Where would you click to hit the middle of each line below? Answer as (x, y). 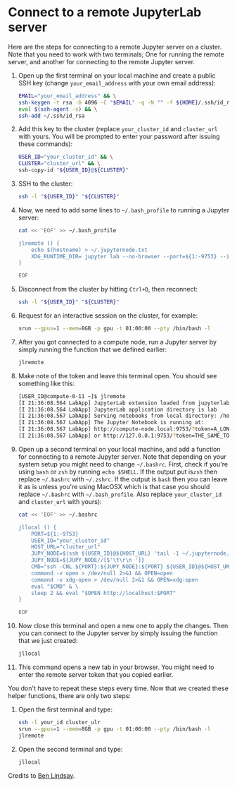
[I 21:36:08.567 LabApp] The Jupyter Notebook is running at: (111, 423)
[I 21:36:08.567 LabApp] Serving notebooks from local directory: (117, 416)
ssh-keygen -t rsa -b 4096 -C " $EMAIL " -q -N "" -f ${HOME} (108, 102)
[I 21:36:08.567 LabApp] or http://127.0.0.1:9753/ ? (97, 436)
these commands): (45, 144)
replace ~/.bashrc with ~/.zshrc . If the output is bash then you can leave (123, 479)
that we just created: (48, 641)
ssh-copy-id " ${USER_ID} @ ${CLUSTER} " (73, 170)
